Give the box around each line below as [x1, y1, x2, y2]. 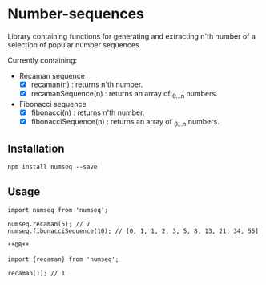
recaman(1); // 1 [7, 270, 66, 278]
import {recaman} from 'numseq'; [7, 255, 119, 263]
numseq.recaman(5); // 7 [7, 220, 91, 229]
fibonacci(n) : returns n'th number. [30, 108, 145, 117]
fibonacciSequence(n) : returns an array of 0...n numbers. [30, 116, 220, 128]
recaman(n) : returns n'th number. [30, 79, 143, 89]
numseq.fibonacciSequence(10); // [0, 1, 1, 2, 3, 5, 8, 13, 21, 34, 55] [7, 227, 260, 235]
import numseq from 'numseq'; [7, 206, 109, 214]
